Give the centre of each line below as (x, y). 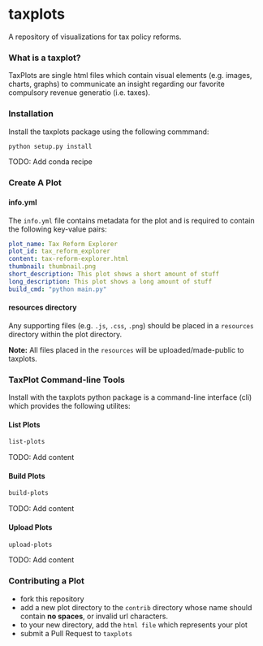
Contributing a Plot (47, 581)
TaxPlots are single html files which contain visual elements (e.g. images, (130, 76)
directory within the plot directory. (65, 334)
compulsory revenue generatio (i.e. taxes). (80, 93)
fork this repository (52, 599)
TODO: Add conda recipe (51, 162)
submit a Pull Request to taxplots (76, 633)
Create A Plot (35, 183)
